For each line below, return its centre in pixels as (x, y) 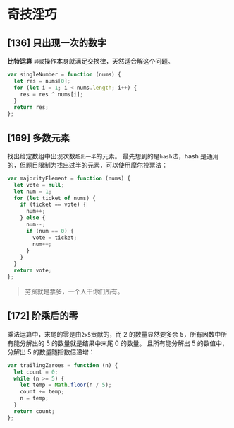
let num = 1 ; (33, 192)
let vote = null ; (39, 185)
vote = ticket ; (55, 238)
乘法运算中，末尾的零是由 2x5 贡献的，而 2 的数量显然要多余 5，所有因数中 (114, 334)
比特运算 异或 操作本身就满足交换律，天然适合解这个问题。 (91, 61)
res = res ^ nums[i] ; (51, 94)
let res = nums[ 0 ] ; (42, 81)
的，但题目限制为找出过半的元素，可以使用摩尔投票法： (87, 165)
